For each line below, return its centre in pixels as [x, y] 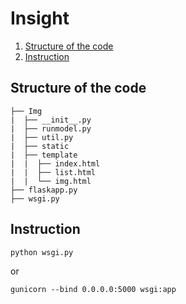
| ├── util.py [42, 137]
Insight [40, 18]
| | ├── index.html [55, 163]
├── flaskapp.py [44, 190]
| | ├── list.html [53, 172]
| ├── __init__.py [51, 120]
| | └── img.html [51, 181]
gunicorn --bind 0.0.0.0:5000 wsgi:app [93, 289]
